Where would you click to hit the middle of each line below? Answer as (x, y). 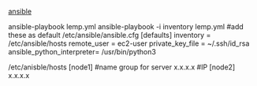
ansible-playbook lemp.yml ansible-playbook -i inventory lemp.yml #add (126, 26)
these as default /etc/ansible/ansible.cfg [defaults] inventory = (110, 35)
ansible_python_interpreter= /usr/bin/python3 (82, 52)
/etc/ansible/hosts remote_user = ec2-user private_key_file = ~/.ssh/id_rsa (129, 43)
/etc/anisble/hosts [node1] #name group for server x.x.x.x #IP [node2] (122, 67)
